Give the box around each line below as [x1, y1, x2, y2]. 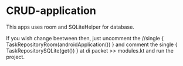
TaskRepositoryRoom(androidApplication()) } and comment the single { [6, 41, 178, 48]
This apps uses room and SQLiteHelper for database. [6, 23, 135, 30]
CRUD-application [6, 4, 97, 18]
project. [6, 53, 25, 60]
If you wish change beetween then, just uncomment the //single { [6, 34, 164, 41]
